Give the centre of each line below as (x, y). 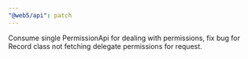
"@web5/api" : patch (40, 15)
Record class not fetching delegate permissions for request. (105, 46)
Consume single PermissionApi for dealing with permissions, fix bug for (124, 38)
